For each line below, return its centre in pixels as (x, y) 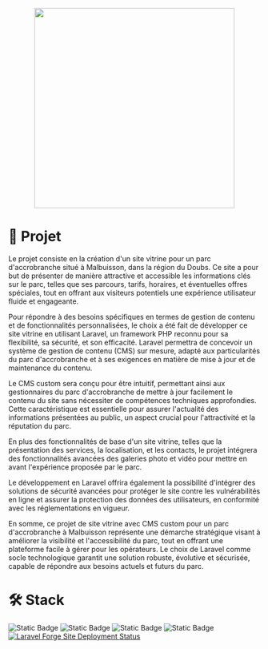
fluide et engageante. (44, 301)
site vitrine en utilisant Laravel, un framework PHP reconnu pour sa (118, 333)
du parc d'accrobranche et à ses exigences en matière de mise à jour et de (132, 359)
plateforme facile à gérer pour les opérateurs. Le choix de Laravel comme (130, 549)
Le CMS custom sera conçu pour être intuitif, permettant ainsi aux (117, 383)
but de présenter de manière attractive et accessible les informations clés (130, 276)
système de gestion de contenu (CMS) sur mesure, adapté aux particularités (134, 351)
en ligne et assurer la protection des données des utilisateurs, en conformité (134, 499)
